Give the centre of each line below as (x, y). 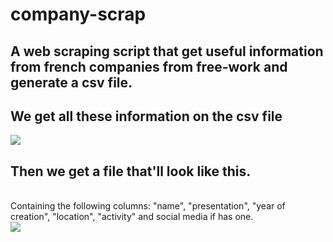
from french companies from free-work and (149, 66)
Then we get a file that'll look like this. (131, 171)
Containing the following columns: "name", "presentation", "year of (148, 206)
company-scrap (78, 14)
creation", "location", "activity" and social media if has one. (132, 217)
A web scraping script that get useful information (167, 51)
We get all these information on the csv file (146, 116)
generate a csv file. (71, 82)
